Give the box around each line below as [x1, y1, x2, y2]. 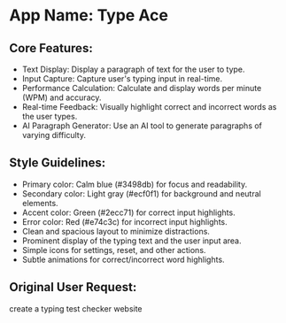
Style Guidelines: [9, 156, 106, 171]
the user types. [21, 112, 78, 121]
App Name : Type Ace [9, 5, 168, 26]
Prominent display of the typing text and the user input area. [21, 235, 242, 246]
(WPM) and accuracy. [21, 92, 102, 103]
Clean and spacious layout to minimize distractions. [21, 226, 211, 236]
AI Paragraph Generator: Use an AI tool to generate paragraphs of [21, 120, 263, 131]
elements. [21, 197, 59, 208]
